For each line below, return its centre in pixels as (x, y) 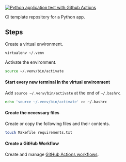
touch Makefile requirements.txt (39, 132)
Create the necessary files (32, 113)
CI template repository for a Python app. (45, 17)
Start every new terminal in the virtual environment (58, 82)
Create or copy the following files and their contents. (57, 124)
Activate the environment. (31, 62)
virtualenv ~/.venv (25, 53)
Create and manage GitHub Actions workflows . (52, 154)
